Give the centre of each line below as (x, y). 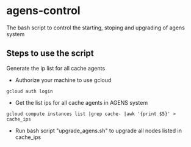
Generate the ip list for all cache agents (56, 68)
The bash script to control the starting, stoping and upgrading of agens (95, 28)
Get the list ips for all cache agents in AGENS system (81, 102)
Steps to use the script (50, 54)
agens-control (43, 11)
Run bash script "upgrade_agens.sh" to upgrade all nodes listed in (98, 130)
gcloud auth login (30, 91)
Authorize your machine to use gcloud (63, 80)
